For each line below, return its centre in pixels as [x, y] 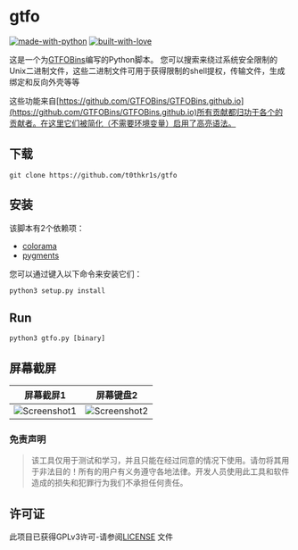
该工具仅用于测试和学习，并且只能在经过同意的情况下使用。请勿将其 [156, 461]
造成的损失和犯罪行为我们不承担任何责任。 [109, 483]
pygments [41, 255]
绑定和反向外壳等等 [45, 81]
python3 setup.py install [57, 291]
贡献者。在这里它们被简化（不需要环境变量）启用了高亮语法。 [123, 123]
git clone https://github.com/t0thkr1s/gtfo [93, 175]
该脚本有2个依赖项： [47, 228]
